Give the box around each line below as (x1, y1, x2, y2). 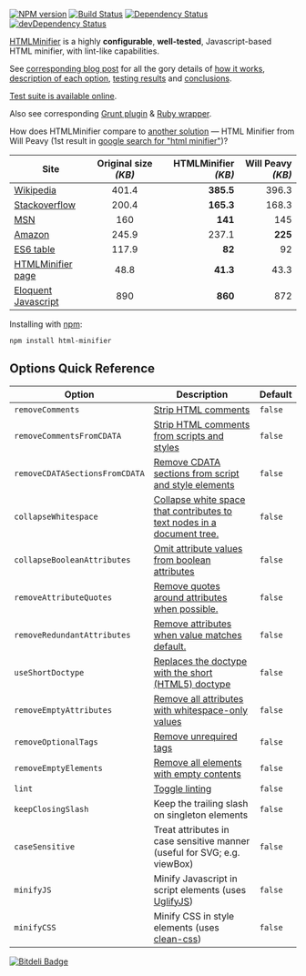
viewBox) (153, 857, 194, 869)
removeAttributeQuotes (14, 592, 112, 603)
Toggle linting (153, 782, 212, 795)
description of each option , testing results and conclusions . (9, 73, 232, 84)
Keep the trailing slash (153, 797, 249, 809)
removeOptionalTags (14, 737, 98, 747)
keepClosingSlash (14, 804, 89, 814)
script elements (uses (153, 883, 247, 896)
